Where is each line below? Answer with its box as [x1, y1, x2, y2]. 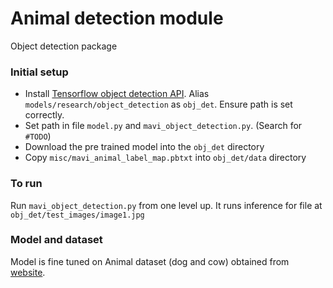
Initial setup [10, 65, 69, 79]
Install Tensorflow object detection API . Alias [24, 88, 210, 100]
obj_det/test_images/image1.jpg [10, 210, 145, 220]
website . [10, 266, 46, 278]
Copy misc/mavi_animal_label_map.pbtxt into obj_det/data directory [24, 152, 307, 164]
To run [10, 177, 43, 191]
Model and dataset [10, 233, 103, 247]
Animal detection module [10, 7, 224, 30]
